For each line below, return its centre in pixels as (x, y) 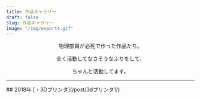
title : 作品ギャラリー (31, 12)
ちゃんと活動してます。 (100, 72)
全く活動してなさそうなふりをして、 (100, 59)
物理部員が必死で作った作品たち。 (100, 46)
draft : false (22, 17)
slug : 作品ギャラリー (30, 23)
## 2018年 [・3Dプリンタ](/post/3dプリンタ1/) (63, 89)
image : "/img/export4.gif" (40, 28)
